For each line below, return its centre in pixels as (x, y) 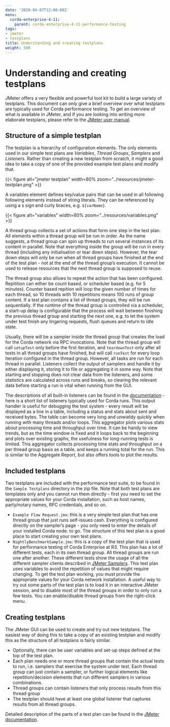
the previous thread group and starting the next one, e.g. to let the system (82, 316)
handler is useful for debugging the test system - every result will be (77, 406)
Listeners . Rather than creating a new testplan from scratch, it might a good (84, 159)
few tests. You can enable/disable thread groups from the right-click (84, 596)
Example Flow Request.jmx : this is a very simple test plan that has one (85, 515)
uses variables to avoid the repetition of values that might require (80, 569)
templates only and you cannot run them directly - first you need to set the (83, 494)
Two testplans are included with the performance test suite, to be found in (82, 483)
